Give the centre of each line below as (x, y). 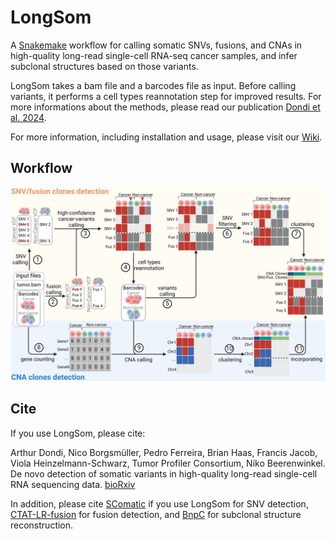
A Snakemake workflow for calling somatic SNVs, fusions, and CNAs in (156, 45)
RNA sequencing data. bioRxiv (73, 484)
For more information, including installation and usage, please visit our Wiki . (166, 137)
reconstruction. (42, 525)
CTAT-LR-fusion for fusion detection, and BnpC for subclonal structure (156, 514)
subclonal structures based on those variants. (104, 66)
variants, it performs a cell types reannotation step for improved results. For (166, 96)
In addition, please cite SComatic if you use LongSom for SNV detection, (159, 503)
